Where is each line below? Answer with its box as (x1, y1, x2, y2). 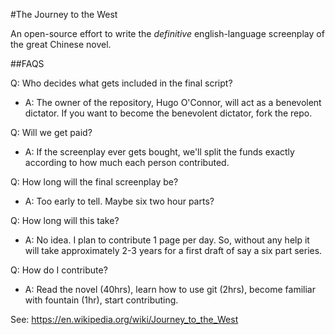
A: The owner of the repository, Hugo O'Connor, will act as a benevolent (24, 97, 322, 108)
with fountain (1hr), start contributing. (24, 294, 179, 306)
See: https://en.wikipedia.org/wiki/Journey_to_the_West (10, 314, 239, 325)
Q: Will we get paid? (10, 127, 93, 138)
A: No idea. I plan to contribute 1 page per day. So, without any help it (24, 234, 310, 246)
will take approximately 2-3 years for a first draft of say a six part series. (24, 245, 323, 256)
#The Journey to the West (10, 9, 118, 20)
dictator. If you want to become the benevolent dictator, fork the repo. (24, 107, 313, 119)
